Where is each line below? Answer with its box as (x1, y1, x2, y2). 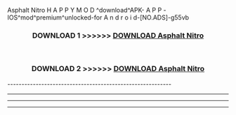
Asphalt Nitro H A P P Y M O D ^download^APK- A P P (7, 6, 162, 14)
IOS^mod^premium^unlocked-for (7, 13, 103, 22)
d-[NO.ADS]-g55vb (133, 13, 190, 22)
